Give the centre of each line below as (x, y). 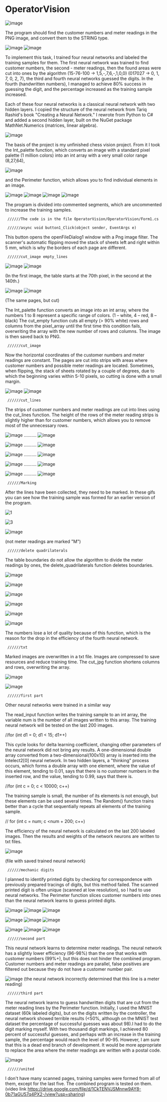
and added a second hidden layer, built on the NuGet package (69, 120)
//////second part (26, 939)
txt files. (13, 841)
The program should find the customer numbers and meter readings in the (81, 32)
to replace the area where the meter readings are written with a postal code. (83, 1050)
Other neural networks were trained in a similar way (58, 705)
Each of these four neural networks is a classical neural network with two (80, 104)
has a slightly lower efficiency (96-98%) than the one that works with (76, 953)
